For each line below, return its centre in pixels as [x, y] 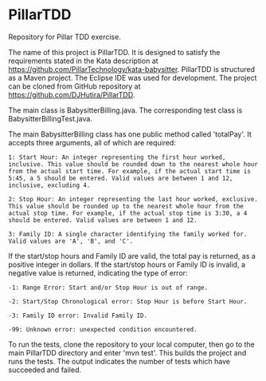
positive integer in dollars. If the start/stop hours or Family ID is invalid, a [127, 264]
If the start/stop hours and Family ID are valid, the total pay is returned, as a [132, 256]
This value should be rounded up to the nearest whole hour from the [126, 206]
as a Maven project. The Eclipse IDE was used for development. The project [133, 77]
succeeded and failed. [45, 370]
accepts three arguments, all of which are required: [92, 142]
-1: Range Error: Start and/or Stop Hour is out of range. [108, 288]
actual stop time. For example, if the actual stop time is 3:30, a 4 [128, 213]
